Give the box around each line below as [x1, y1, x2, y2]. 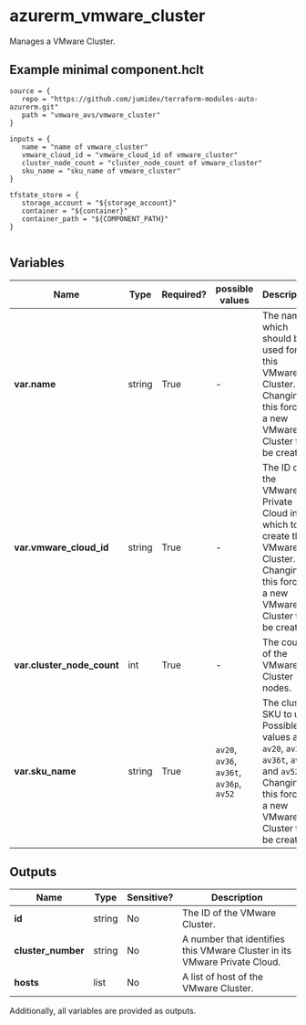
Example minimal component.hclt [9, 62, 205, 78]
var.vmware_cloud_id [14, 541, 109, 554]
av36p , [215, 777, 242, 790]
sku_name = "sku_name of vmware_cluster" [21, 166, 181, 175]
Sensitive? [127, 892, 174, 904]
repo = [21, 94, 47, 103]
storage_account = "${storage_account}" [21, 198, 178, 207]
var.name [14, 377, 56, 390]
